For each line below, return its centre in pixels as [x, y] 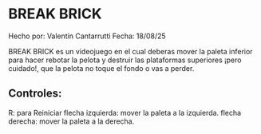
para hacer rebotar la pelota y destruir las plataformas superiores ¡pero [125, 60]
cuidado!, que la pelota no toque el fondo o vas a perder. [101, 68]
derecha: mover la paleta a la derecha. [71, 121]
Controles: [35, 94]
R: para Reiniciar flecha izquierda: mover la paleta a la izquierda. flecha [125, 112]
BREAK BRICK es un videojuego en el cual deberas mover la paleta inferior [130, 51]
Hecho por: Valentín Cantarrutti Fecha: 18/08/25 [87, 36]
